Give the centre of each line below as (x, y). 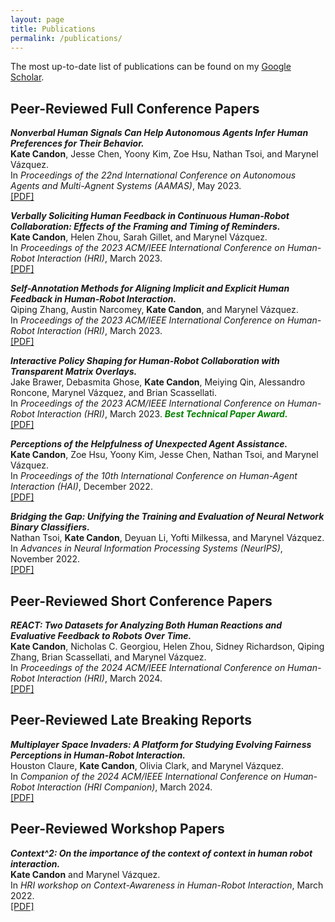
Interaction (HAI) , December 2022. (81, 487)
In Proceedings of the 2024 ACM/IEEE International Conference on (148, 667)
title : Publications (53, 29)
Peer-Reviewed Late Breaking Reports (131, 720)
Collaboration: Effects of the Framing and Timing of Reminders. (145, 227)
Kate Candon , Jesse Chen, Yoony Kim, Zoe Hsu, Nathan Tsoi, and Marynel (164, 154)
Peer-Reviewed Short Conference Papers (141, 601)
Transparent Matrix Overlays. (74, 372)
